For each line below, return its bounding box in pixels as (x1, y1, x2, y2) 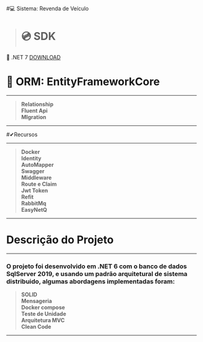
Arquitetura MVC (21, 317, 65, 324)
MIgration (21, 113, 47, 120)
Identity (21, 154, 42, 162)
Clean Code (21, 323, 51, 330)
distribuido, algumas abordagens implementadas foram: (6, 277, 175, 286)
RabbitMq (21, 199, 47, 207)
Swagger (21, 167, 45, 174)
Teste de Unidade (21, 311, 66, 318)
